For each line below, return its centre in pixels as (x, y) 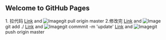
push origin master (25, 31)
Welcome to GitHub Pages (47, 8)
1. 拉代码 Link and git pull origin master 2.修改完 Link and (74, 21)
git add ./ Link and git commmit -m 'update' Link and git (81, 26)
